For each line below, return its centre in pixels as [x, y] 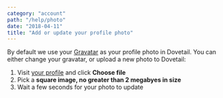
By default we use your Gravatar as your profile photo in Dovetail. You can [112, 52]
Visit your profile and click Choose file [71, 73]
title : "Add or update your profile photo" [70, 33]
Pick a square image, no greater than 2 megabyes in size [99, 80]
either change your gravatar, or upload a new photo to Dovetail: [97, 60]
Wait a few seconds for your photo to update [80, 87]
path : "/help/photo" [37, 20]
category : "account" [37, 13]
